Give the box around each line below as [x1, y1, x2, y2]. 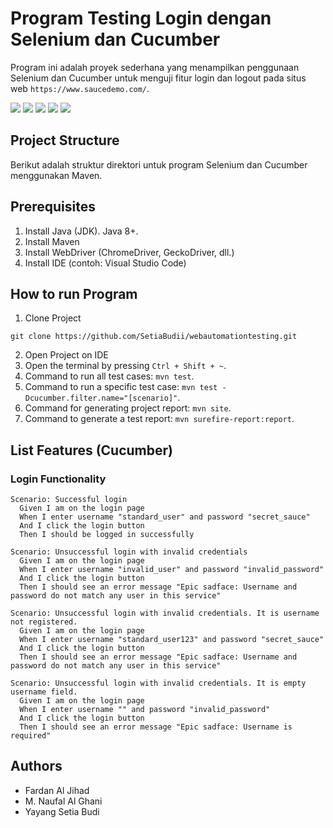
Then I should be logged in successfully [19, 530, 195, 540]
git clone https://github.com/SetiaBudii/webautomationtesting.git [10, 332, 298, 342]
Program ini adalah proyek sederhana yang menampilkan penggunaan [10, 61, 300, 73]
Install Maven [24, 235, 80, 247]
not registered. [10, 617, 78, 627]
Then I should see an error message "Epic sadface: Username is [19, 722, 293, 732]
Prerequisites [10, 198, 96, 216]
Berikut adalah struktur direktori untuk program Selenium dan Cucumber [10, 158, 308, 171]
